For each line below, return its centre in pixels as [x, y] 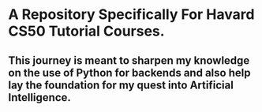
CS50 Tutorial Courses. [86, 31]
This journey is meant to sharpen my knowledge [129, 60]
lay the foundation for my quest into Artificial [121, 85]
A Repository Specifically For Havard [131, 15]
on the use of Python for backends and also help [129, 73]
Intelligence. [39, 97]
